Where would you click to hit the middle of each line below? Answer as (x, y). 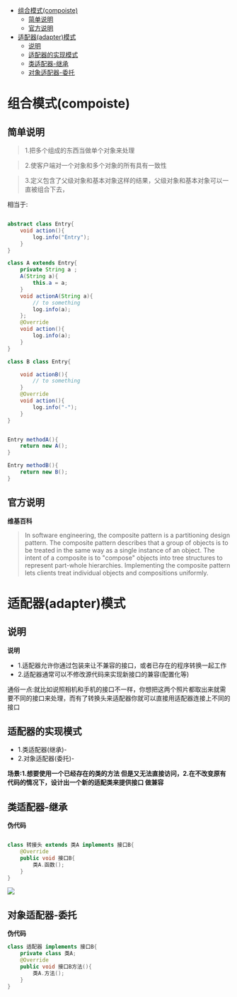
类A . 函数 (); (49, 864)
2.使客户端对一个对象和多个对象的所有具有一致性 (96, 165)
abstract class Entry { (41, 224)
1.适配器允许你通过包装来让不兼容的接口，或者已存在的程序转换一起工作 (122, 665)
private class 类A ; (48, 954)
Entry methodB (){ (33, 466)
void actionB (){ (44, 374)
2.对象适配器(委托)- (46, 759)
